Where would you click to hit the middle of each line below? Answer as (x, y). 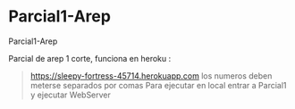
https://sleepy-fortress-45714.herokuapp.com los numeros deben (151, 75)
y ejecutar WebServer (70, 95)
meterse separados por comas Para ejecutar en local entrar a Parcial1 (158, 85)
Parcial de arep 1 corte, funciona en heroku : (90, 58)
